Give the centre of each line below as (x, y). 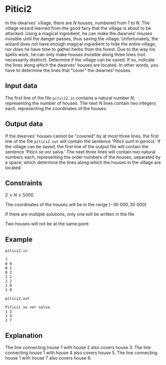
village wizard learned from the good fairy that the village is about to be (78, 28)
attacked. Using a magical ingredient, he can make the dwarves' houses (79, 33)
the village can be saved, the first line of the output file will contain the (77, 146)
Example (19, 239)
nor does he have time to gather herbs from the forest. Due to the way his (80, 49)
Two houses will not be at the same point (47, 224)
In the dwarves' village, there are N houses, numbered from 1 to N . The (78, 23)
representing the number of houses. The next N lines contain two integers (81, 103)
